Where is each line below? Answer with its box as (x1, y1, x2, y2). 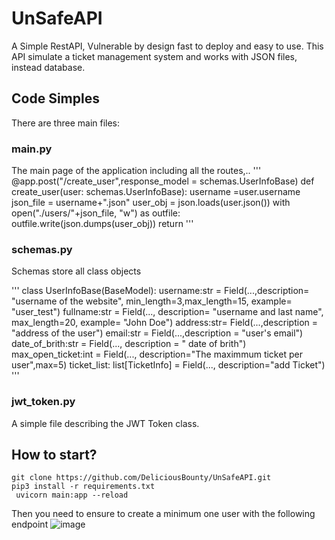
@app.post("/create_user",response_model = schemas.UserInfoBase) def (11, 175, 315, 187)
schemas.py (11, 242, 73, 256)
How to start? (11, 447, 98, 464)
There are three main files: (11, 117, 121, 129)
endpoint (11, 518, 49, 531)
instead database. (11, 61, 86, 73)
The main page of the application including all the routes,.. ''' (11, 165, 262, 177)
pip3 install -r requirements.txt (11, 482, 156, 492)
